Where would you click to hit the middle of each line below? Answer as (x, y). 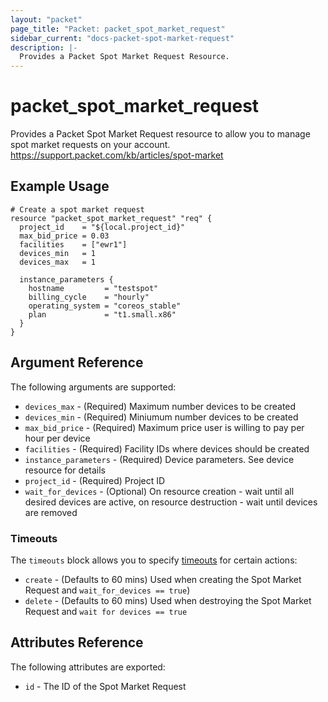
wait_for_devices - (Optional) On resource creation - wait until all (159, 491)
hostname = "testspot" (93, 288)
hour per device (57, 438)
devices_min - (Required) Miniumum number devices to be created (161, 417)
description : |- (44, 47)
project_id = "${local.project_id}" (102, 227)
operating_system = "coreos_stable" (105, 306)
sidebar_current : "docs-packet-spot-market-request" (122, 38)
